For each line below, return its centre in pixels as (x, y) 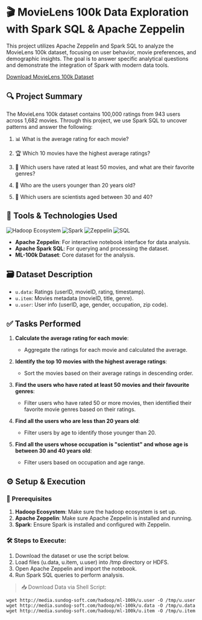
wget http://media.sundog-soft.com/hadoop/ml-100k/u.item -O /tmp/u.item (101, 611)
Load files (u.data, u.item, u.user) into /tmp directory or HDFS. (92, 562)
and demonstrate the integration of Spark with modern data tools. (88, 65)
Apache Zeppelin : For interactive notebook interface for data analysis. (103, 242)
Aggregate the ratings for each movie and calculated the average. (106, 350)
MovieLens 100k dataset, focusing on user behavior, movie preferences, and (101, 52)
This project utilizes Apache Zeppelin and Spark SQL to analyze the (90, 46)
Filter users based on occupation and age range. (84, 463)
